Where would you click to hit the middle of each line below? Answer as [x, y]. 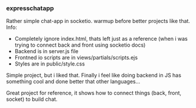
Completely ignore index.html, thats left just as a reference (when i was [101, 39]
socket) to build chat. [32, 99]
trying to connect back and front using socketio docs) [80, 45]
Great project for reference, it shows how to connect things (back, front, [94, 93]
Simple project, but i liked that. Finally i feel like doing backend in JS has [94, 76]
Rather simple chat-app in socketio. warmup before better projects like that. [98, 21]
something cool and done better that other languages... [73, 81]
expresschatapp [30, 8]
